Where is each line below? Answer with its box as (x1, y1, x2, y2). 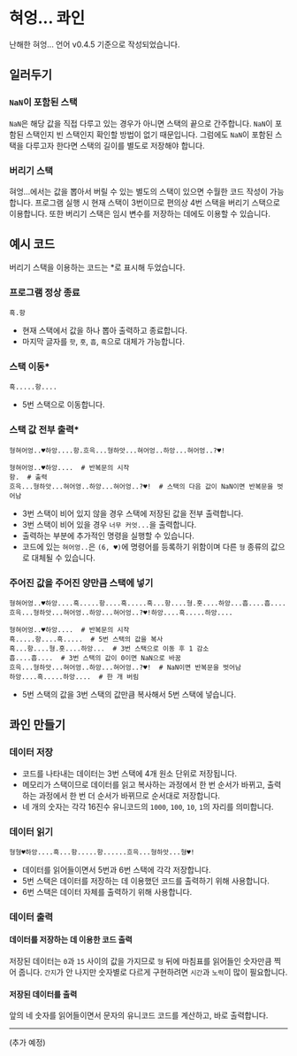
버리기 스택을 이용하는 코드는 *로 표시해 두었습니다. (9, 262, 186, 273)
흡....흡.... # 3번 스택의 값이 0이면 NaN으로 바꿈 (9, 653, 181, 662)
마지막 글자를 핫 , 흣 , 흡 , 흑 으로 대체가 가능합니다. (21, 336, 186, 347)
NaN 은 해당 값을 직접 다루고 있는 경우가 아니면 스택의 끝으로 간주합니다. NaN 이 (9, 118, 273, 128)
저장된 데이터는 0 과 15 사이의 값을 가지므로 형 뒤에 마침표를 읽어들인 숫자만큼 (9, 956, 272, 967)
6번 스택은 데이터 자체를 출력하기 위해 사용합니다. (21, 886, 193, 897)
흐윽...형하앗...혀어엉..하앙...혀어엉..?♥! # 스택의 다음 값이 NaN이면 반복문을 (9, 482, 274, 491)
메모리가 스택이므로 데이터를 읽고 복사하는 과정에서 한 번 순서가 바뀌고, (21, 779, 265, 790)
